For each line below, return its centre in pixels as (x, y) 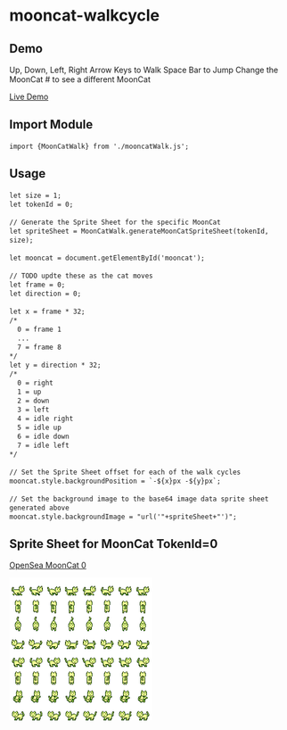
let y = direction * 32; (55, 365)
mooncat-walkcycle (85, 16)
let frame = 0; (37, 285)
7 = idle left (43, 445)
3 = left (33, 410)
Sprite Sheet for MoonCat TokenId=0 (114, 544)
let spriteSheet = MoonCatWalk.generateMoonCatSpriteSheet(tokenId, (139, 231)
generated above (39, 508)
